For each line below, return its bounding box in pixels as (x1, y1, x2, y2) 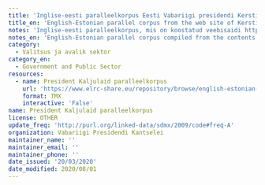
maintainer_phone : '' (8, 150, 80, 158)
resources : (8, 70, 44, 78)
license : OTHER (8, 114, 58, 122)
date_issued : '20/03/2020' (8, 158, 97, 166)
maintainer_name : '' (8, 135, 77, 144)
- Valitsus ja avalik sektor (15, 48, 111, 56)
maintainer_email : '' (8, 143, 80, 151)
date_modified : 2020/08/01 (8, 165, 97, 173)
